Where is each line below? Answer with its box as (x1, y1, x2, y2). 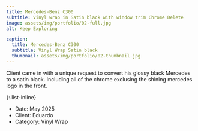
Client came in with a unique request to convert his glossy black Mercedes (6, 69, 191, 77)
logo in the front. (6, 82, 47, 89)
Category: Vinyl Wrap (14, 118, 68, 125)
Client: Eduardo (14, 111, 53, 118)
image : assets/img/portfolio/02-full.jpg (6, 20, 112, 26)
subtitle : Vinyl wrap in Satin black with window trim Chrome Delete (6, 14, 184, 20)
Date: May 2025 (14, 105, 55, 112)
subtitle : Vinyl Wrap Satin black (11, 47, 98, 54)
